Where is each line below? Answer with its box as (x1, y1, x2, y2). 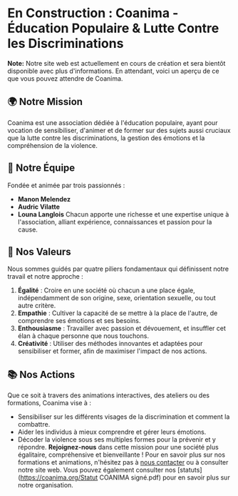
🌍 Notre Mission (7, 96, 83, 108)
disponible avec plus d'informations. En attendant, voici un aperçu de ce (7, 66, 219, 75)
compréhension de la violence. (7, 141, 98, 149)
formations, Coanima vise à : (7, 399, 91, 407)
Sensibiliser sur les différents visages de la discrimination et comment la (17, 412, 230, 421)
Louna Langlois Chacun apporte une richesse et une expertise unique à (17, 209, 229, 219)
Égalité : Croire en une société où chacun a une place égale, (17, 286, 195, 294)
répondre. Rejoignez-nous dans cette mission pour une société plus (17, 443, 219, 452)
